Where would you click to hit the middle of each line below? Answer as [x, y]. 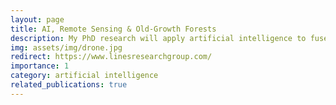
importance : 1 [40, 66]
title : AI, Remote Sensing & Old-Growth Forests [113, 29]
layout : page [37, 19]
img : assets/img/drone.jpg [66, 47]
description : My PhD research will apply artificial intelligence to [158, 38]
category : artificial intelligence [84, 76]
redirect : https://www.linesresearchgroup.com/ [111, 57]
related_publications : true [69, 85]
